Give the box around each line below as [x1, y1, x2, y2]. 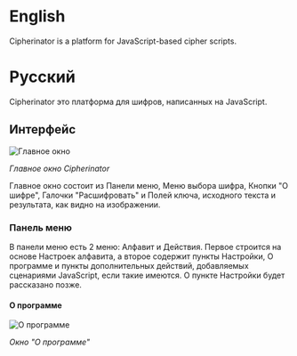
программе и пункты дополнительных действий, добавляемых [9, 260, 249, 271]
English [9, 6, 66, 27]
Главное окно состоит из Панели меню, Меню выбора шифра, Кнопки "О [9, 180, 289, 190]
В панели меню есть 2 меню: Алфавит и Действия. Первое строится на [9, 241, 282, 252]
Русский [9, 67, 76, 87]
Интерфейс [9, 122, 76, 137]
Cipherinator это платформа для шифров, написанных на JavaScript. [9, 96, 268, 107]
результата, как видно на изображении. [9, 198, 161, 210]
